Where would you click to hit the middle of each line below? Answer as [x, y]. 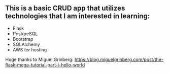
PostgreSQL [25, 33]
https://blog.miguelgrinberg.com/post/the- [119, 59]
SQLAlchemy [26, 44]
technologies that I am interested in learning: [78, 16]
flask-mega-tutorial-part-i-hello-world [45, 64]
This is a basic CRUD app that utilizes [65, 8]
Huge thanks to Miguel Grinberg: [39, 59]
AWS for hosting [30, 49]
